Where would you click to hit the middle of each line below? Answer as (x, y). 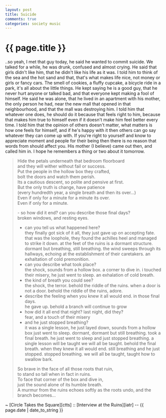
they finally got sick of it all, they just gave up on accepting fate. (90, 233)
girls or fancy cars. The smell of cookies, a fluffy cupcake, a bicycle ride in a (83, 83)
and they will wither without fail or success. (61, 166)
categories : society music (33, 24)
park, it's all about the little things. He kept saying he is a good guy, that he (81, 88)
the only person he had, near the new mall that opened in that (68, 104)
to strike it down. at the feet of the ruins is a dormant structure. (89, 243)
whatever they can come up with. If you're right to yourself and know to (78, 136)
